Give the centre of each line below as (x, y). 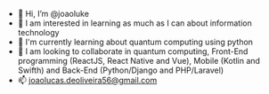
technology (38, 32)
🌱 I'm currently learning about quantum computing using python (135, 42)
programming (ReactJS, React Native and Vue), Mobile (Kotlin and (139, 61)
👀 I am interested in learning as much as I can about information (134, 23)
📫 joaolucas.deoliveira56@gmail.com (87, 80)
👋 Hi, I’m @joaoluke (53, 14)
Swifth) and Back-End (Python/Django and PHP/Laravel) (121, 70)
